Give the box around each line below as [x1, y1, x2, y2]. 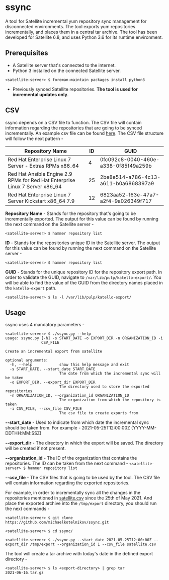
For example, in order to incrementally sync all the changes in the [5, 490, 141, 496]
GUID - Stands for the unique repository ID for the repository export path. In [5, 269, 162, 275]
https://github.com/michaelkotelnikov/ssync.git [5, 520, 109, 525]
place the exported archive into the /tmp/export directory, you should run [5, 500, 157, 506]
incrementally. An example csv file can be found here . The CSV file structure [5, 130, 164, 136]
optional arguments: [5, 358, 49, 363]
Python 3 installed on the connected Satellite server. [12, 67, 121, 74]
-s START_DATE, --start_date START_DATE [10, 367, 96, 372]
